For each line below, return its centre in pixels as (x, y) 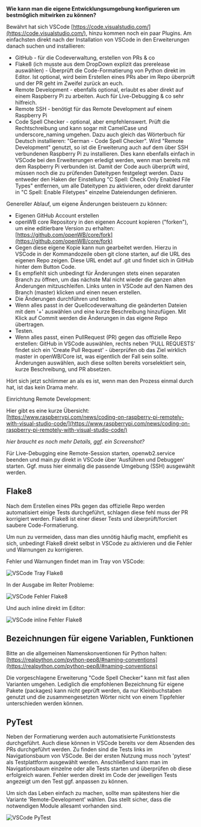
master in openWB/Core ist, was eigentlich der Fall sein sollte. (91, 356)
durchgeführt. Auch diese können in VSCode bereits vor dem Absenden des (101, 743)
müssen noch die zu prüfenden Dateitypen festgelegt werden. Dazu (99, 173)
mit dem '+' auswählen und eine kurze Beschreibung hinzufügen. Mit (100, 312)
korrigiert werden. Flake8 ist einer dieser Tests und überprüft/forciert (92, 518)
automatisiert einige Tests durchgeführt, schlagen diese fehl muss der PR (97, 512)
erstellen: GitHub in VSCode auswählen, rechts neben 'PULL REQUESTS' (105, 344)
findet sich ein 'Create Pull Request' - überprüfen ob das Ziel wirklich (100, 350)
